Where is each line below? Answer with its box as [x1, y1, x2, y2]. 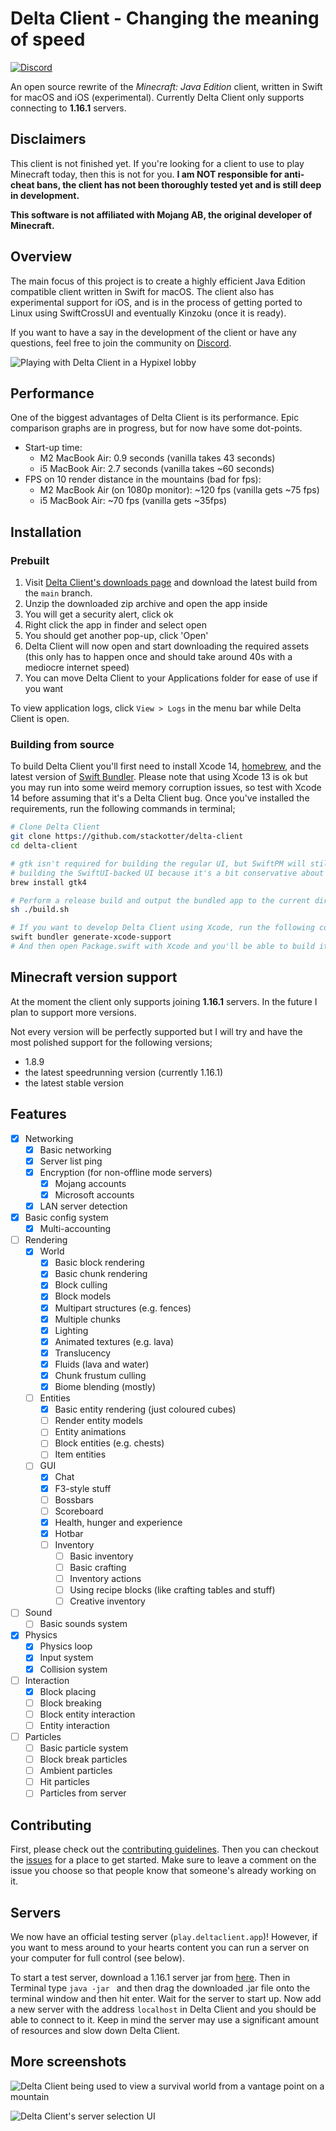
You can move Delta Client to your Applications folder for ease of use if [24, 672, 318, 684]
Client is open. [10, 713, 70, 725]
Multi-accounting [39, 1223, 112, 1235]
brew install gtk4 [10, 877, 87, 887]
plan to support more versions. [10, 1006, 137, 1018]
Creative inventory [69, 1595, 146, 1607]
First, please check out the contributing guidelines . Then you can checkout [10, 1843, 320, 1856]
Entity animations [54, 1426, 127, 1438]
